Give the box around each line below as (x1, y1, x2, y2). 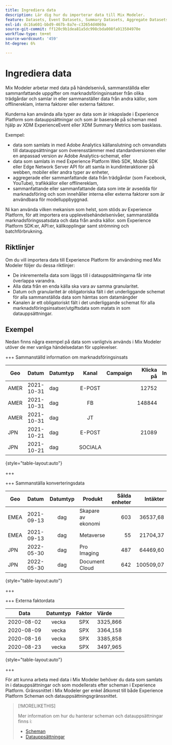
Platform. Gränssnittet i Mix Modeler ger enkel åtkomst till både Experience (5, 687, 163, 694)
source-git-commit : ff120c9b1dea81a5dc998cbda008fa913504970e (5, 27, 141, 32)
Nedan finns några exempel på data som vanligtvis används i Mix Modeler (5, 339, 161, 345)
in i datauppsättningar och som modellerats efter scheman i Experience (5, 682, 156, 688)
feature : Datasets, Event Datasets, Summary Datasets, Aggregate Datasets (5, 17, 168, 22)
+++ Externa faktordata (5, 598, 55, 604)
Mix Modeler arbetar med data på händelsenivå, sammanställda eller (5, 84, 150, 90)
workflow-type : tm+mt (5, 31, 52, 36)
